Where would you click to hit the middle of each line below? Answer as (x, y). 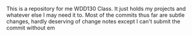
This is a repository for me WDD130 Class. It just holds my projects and (96, 9)
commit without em (31, 28)
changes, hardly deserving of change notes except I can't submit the (94, 21)
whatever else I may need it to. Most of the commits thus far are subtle (96, 15)
